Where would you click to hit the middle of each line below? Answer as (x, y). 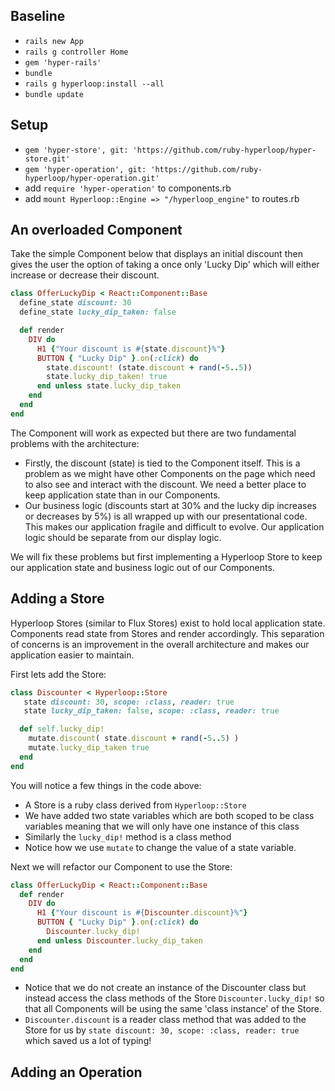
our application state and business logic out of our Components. (142, 567)
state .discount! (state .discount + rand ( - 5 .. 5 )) (149, 367)
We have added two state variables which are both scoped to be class (169, 815)
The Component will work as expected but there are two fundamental (153, 433)
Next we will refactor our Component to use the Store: (121, 866)
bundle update (54, 94)
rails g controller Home (76, 52)
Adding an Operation (76, 1072)
